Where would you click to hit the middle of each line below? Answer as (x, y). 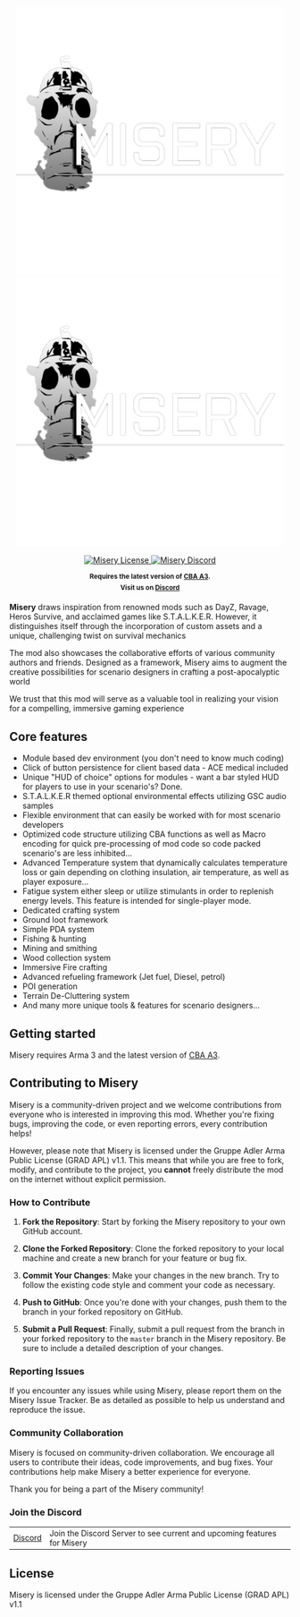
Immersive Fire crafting (65, 967)
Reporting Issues (47, 1371)
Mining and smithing (60, 949)
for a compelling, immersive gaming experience (97, 709)
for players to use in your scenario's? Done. (102, 787)
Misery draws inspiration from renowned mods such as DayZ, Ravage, (139, 608)
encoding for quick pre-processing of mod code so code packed (142, 844)
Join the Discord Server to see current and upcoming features (162, 1533)
